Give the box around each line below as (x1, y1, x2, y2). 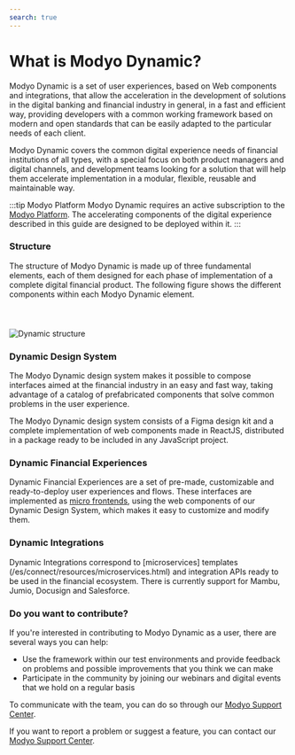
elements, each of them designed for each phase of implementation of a (9, 269, 273, 280)
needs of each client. (9, 128, 87, 138)
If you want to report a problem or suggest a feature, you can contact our (9, 726, 276, 736)
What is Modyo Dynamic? (9, 51, 202, 71)
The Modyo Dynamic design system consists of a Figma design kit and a (9, 416, 275, 426)
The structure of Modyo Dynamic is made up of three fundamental (9, 261, 252, 271)
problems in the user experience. (9, 399, 130, 409)
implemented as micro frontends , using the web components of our (9, 495, 255, 506)
